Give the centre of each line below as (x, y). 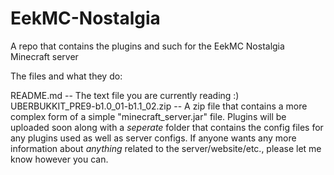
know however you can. (59, 159)
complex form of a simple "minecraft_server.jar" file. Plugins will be (148, 116)
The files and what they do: (66, 76)
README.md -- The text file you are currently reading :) (125, 95)
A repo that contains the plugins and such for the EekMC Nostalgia (147, 46)
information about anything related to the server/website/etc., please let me (166, 148)
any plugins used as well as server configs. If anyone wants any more (153, 138)
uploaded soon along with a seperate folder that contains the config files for (167, 127)
